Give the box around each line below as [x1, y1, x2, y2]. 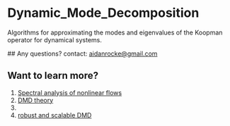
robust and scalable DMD [17, 111, 92, 119]
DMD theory [17, 96, 54, 104]
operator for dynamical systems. [7, 35, 103, 44]
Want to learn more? [7, 70, 99, 82]
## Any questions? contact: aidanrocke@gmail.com [7, 49, 158, 58]
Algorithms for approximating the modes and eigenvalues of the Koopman [7, 28, 223, 37]
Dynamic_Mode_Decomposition [7, 5, 200, 21]
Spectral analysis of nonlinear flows [17, 88, 122, 96]
